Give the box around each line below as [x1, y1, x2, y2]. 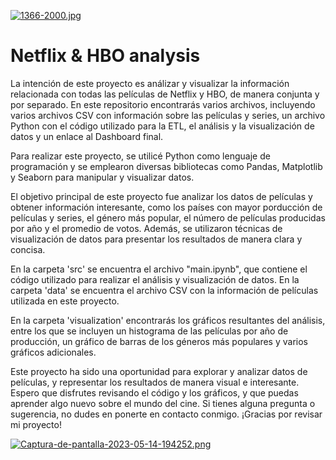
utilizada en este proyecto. [10, 295, 120, 307]
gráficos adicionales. [10, 346, 97, 358]
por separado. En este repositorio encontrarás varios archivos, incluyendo [10, 98, 316, 110]
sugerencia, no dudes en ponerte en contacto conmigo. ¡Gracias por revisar [10, 408, 323, 420]
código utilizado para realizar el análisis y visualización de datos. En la [10, 273, 300, 285]
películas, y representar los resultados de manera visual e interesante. [10, 376, 300, 388]
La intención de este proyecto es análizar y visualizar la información [10, 77, 290, 89]
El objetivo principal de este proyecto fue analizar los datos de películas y [10, 190, 313, 202]
